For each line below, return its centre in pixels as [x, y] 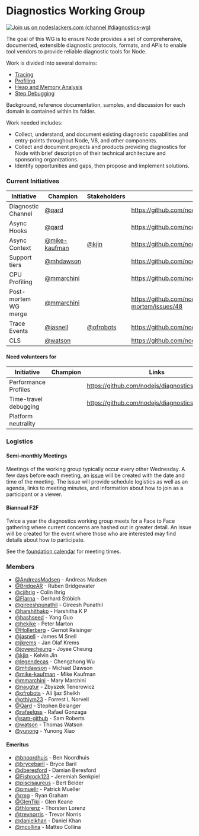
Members [20, 567]
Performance [27, 382]
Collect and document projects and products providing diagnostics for [100, 147]
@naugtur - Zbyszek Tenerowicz [54, 687]
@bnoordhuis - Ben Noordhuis [52, 758]
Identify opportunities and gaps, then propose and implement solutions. [102, 166]
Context [20, 248]
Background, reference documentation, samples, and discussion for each [96, 104]
